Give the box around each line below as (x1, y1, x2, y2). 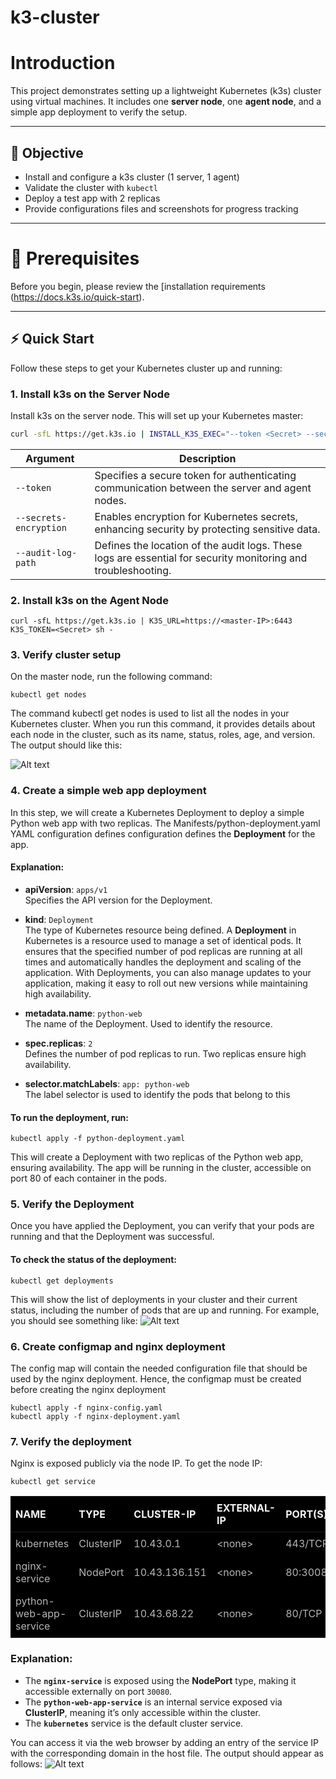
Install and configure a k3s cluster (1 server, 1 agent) (24, 171, 240, 183)
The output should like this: (10, 739, 123, 751)
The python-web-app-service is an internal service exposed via (24, 1696, 283, 1708)
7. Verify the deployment (10, 1434, 132, 1448)
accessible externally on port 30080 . (24, 1685, 173, 1697)
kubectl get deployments (10, 1276, 114, 1286)
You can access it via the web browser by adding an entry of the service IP (10, 1736, 319, 1748)
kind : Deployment (24, 913, 94, 925)
